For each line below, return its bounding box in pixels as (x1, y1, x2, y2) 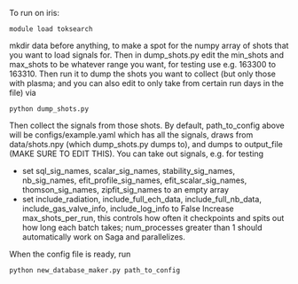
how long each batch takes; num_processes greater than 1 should (21, 222, 263, 233)
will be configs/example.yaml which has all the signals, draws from (9, 130, 254, 140)
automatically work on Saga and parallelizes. (21, 232, 186, 242)
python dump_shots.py (9, 105, 90, 114)
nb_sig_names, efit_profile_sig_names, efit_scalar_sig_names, (21, 175, 247, 185)
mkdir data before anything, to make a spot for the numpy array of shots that (9, 40, 289, 51)
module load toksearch (9, 25, 93, 34)
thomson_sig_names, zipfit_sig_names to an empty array (21, 185, 229, 194)
